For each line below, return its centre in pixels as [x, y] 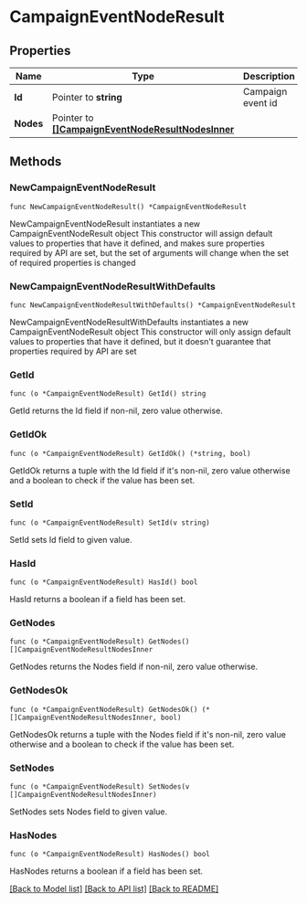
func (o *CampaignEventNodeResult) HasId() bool [104, 582]
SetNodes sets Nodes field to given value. [88, 812]
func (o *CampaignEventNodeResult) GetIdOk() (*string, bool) [130, 453]
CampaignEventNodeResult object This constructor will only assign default [150, 332]
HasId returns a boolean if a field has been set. [97, 600]
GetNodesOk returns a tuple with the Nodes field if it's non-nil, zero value [148, 734]
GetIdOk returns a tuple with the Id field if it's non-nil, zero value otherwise [150, 470]
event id [260, 103]
